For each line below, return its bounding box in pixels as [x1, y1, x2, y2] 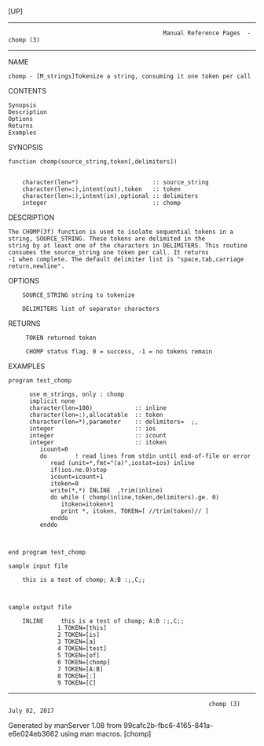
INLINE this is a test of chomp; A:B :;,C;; [22, 617, 185, 625]
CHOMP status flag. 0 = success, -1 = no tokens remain [25, 348, 213, 356]
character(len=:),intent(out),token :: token [22, 185, 181, 193]
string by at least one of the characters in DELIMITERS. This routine [8, 242, 247, 250]
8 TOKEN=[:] [57, 672, 97, 680]
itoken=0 [49, 480, 79, 488]
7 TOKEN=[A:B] [57, 665, 104, 673]
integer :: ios [28, 425, 156, 433]
